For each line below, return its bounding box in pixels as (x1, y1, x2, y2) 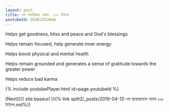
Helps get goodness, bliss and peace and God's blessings (5, 31, 128, 37)
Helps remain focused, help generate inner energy (5, 41, 112, 47)
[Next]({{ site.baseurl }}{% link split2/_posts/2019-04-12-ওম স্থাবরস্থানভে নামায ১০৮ (5, 96, 164, 102)
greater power (5, 66, 35, 72)
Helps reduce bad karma (5, 76, 58, 82)
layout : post (5, 7, 33, 13)
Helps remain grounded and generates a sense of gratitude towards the (5, 61, 157, 67)
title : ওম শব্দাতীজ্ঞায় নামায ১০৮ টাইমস (5, 12, 69, 17)
